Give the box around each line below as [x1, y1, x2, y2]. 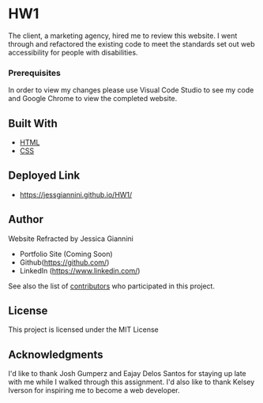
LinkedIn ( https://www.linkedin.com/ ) [19, 266, 141, 275]
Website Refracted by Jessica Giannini [8, 234, 134, 243]
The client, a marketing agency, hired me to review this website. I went [8, 31, 238, 40]
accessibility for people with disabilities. [8, 47, 138, 57]
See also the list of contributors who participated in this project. [8, 281, 216, 291]
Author [8, 213, 43, 226]
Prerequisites [8, 67, 61, 78]
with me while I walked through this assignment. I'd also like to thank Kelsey [8, 377, 255, 387]
